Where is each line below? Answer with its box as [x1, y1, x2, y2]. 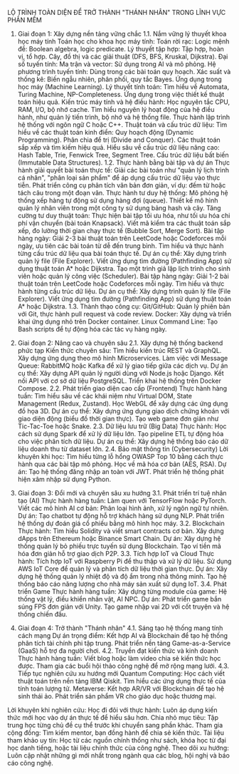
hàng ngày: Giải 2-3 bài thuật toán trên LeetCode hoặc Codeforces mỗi [17, 234, 226, 242]
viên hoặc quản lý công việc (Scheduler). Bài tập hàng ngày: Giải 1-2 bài [17, 272, 229, 280]
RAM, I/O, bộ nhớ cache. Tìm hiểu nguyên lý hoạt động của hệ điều [17, 105, 215, 113]
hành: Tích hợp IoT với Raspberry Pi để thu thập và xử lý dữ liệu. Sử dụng [17, 557, 232, 565]
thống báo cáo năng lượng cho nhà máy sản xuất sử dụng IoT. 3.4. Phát [17, 579, 227, 588]
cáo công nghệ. [7, 759, 53, 767]
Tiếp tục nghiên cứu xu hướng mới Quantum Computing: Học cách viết [17, 669, 225, 678]
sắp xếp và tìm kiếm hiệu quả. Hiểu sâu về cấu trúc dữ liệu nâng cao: [17, 143, 220, 151]
